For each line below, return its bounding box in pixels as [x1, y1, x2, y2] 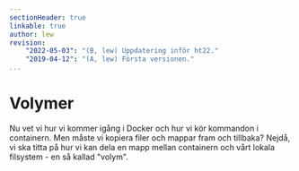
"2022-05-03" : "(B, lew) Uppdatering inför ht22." [25, 47, 219, 56]
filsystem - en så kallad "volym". [9, 151, 128, 162]
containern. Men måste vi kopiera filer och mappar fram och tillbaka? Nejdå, [9, 132, 291, 143]
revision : [9, 38, 47, 47]
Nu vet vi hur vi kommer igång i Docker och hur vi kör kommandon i [9, 123, 259, 133]
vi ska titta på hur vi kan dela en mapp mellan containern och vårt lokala [9, 141, 276, 152]
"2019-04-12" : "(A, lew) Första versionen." [25, 55, 195, 64]
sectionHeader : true [9, 13, 87, 22]
